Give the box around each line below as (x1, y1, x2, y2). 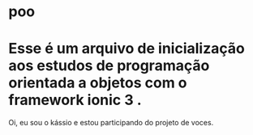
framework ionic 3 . (8, 91, 142, 109)
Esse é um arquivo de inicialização (8, 40, 245, 58)
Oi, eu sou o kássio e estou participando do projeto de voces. (8, 118, 214, 128)
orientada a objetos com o (8, 74, 188, 92)
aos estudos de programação (8, 57, 210, 75)
